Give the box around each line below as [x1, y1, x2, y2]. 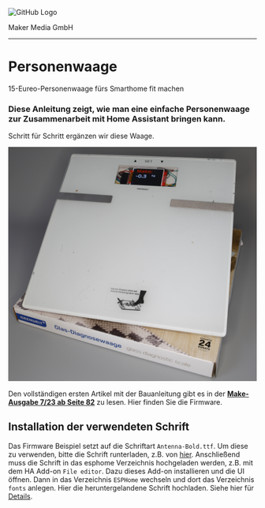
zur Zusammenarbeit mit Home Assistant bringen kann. [8, 113, 226, 124]
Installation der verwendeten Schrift [8, 420, 189, 434]
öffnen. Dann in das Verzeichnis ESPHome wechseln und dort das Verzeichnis [8, 474, 255, 484]
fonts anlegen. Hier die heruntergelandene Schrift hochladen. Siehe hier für [8, 483, 255, 492]
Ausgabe [8, 397, 39, 406]
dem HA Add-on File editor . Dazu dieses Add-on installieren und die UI [8, 466, 244, 476]
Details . [8, 491, 33, 501]
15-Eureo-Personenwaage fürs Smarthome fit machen [8, 84, 185, 93]
